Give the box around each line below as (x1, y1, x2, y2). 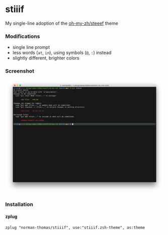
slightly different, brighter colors (12, 55, 79, 61)
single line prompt (12, 44, 50, 50)
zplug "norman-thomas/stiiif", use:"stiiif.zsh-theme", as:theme (5, 225, 145, 230)
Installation (5, 201, 34, 208)
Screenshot (5, 68, 34, 75)
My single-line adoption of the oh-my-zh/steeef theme (5, 20, 118, 26)
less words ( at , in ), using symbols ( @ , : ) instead (12, 49, 112, 56)
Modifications (5, 33, 40, 40)
